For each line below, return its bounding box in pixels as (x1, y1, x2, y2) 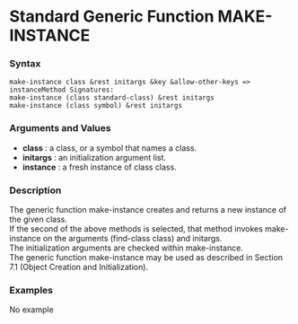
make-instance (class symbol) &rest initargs (9, 101, 182, 110)
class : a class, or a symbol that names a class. (22, 142, 197, 153)
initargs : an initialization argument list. (22, 152, 167, 162)
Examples (9, 285, 54, 296)
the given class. (9, 214, 67, 225)
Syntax (9, 57, 41, 70)
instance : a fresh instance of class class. (22, 162, 177, 172)
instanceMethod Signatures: (9, 85, 115, 95)
